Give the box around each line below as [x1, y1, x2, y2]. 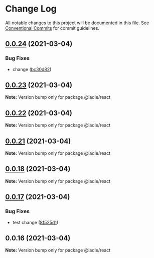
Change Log [5, 3, 57, 15]
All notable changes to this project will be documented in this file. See [5, 20, 149, 26]
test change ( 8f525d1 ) [12, 219, 59, 225]
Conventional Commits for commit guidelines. [5, 25, 99, 31]
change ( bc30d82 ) [12, 66, 52, 72]
